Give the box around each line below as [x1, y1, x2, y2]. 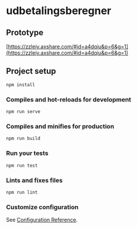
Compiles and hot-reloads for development [6, 95, 132, 103]
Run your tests [6, 149, 49, 157]
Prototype [6, 28, 44, 38]
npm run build [6, 136, 41, 142]
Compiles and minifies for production [6, 122, 114, 130]
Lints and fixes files [6, 176, 63, 184]
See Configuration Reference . [6, 216, 78, 224]
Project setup [6, 66, 57, 76]
